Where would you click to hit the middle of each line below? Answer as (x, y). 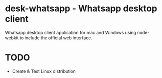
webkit (12, 38)
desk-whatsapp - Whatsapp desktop (81, 9)
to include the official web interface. (56, 38)
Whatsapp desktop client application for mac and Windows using (70, 32)
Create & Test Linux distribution (44, 71)
